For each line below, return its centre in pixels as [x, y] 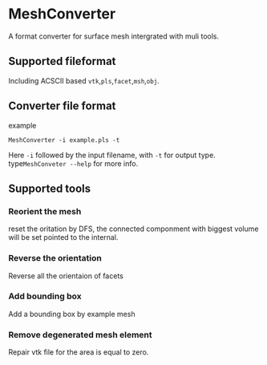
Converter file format [62, 106]
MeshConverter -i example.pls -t [64, 140]
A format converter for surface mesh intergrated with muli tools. [113, 36]
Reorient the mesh [45, 211]
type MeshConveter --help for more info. [73, 163]
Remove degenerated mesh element [80, 335]
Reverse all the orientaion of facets [66, 276]
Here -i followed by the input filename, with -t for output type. [112, 155]
